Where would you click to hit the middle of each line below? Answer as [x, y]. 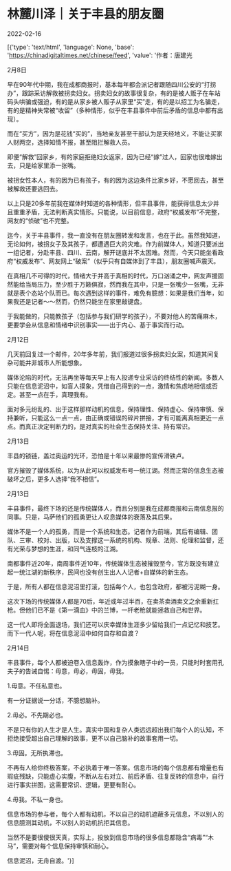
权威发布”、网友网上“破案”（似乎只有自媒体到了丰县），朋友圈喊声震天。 [118, 261]
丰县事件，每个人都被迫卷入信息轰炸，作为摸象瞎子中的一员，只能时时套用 [112, 662]
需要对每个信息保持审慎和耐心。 [67, 846]
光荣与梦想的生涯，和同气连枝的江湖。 [67, 549]
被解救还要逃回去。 [34, 188]
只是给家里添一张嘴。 [49, 165]
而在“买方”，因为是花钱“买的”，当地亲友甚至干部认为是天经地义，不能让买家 [115, 133]
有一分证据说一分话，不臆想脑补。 [55, 700]
